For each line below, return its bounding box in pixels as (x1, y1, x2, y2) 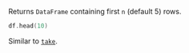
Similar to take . (8, 36, 58, 46)
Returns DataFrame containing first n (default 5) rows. (8, 7, 182, 16)
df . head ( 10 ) (8, 22, 48, 30)
